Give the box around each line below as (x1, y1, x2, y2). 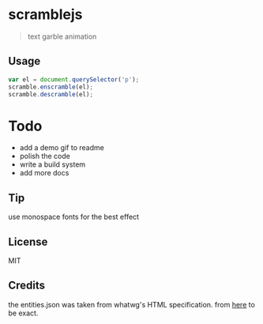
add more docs (19, 168, 70, 178)
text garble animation (27, 32, 97, 41)
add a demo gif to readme (19, 143, 104, 153)
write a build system (19, 160, 86, 169)
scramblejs (8, 6, 83, 24)
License (8, 235, 48, 248)
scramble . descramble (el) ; (8, 90, 93, 98)
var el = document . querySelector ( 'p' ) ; (8, 75, 140, 84)
